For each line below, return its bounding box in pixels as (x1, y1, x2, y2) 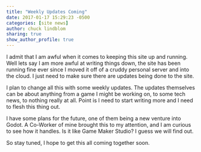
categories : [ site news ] (6, 20, 69, 26)
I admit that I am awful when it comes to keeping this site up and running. (6, 53, 188, 60)
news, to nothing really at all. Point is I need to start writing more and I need (6, 97, 194, 104)
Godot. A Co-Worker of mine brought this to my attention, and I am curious (6, 121, 191, 128)
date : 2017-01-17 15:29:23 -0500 (6, 14, 90, 20)
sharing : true (6, 31, 42, 37)
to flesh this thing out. (6, 103, 61, 110)
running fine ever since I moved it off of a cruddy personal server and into (6, 66, 190, 73)
